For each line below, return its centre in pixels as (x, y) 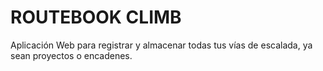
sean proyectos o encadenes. (71, 55)
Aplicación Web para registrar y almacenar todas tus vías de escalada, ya (161, 45)
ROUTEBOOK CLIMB (96, 17)
